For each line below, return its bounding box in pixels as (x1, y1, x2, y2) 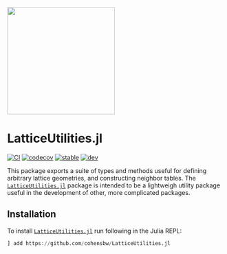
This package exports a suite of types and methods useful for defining (7, 166, 207, 174)
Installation (7, 209, 56, 220)
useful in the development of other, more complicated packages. (7, 188, 191, 196)
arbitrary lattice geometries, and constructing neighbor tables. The (7, 174, 196, 182)
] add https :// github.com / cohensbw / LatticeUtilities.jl (7, 240, 171, 246)
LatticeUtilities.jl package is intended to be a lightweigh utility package (7, 181, 221, 189)
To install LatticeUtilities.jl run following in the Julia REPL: (7, 227, 182, 235)
